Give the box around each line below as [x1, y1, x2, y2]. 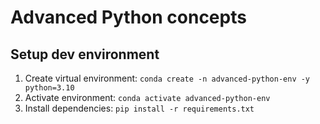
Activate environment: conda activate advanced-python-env [24, 92, 271, 103]
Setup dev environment [10, 46, 160, 63]
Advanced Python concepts [10, 6, 247, 29]
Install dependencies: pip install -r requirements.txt [24, 102, 255, 114]
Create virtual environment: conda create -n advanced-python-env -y [24, 72, 311, 84]
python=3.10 [24, 83, 75, 93]
